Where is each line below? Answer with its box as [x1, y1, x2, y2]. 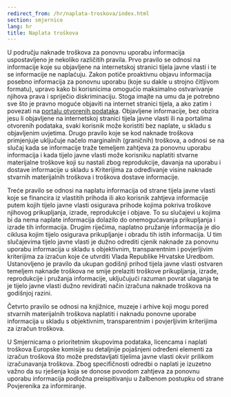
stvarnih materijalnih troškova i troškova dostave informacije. [7, 173, 180, 182]
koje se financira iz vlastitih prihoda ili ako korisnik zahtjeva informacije [7, 194, 209, 202]
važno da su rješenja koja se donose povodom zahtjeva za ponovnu [7, 367, 200, 376]
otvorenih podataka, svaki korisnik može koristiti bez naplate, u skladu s [7, 122, 212, 130]
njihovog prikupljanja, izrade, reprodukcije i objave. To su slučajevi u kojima [7, 209, 221, 217]
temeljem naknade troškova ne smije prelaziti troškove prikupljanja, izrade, [7, 267, 219, 275]
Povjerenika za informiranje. [7, 382, 87, 390]
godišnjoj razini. [7, 289, 52, 298]
